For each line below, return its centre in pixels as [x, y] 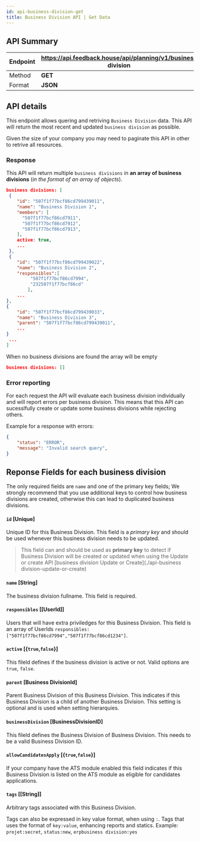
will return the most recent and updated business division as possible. [93, 127]
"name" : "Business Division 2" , [57, 268]
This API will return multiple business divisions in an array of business [94, 173]
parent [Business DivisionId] [42, 682]
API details [27, 106]
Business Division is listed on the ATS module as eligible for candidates [93, 774]
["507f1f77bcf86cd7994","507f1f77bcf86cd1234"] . [67, 635]
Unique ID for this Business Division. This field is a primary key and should [97, 532]
